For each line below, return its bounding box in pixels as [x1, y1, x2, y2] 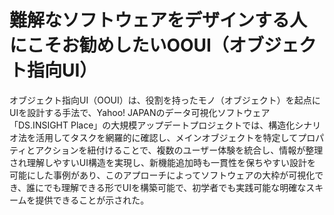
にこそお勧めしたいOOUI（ [9, 34, 229, 57]
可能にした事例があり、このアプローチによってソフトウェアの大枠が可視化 [9, 169, 316, 181]
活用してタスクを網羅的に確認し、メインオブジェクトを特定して [35, 131, 299, 143]
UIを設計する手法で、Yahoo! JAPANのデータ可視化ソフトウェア [9, 106, 271, 118]
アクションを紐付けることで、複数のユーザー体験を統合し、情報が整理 [35, 144, 324, 156]
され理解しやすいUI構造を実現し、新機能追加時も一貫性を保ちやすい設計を [9, 156, 317, 168]
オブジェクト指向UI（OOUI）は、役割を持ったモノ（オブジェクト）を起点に [9, 94, 321, 106]
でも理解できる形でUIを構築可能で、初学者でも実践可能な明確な [43, 181, 307, 193]
